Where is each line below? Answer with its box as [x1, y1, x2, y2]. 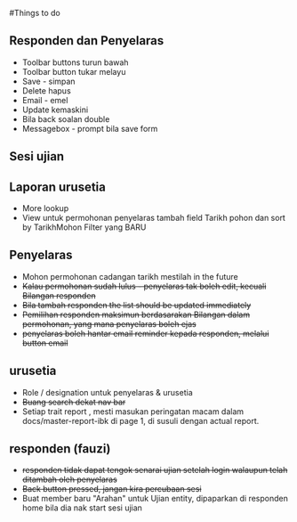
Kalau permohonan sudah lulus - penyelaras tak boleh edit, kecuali [21, 281, 267, 291]
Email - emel [21, 94, 68, 105]
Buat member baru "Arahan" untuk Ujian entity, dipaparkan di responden [21, 493, 289, 504]
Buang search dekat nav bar [21, 396, 126, 407]
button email [21, 338, 68, 348]
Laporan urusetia [9, 179, 107, 194]
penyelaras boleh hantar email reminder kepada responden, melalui [21, 328, 269, 338]
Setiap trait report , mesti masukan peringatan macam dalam [21, 405, 245, 417]
